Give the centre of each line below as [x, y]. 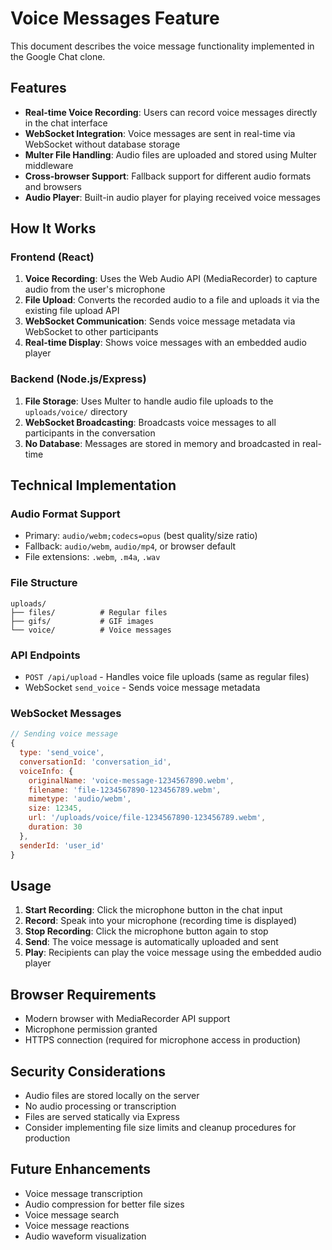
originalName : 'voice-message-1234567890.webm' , [131, 780]
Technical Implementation [93, 485]
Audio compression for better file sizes [104, 1204]
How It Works [53, 228]
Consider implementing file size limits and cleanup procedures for [160, 1127]
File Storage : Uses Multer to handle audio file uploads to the [149, 401]
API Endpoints [45, 655]
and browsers [53, 186]
